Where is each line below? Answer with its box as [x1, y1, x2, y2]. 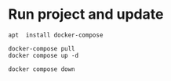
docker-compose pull [8, 44, 76, 52]
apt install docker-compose [8, 31, 104, 39]
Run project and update [8, 5, 164, 23]
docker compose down [8, 65, 76, 73]
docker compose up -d [8, 51, 79, 59]
